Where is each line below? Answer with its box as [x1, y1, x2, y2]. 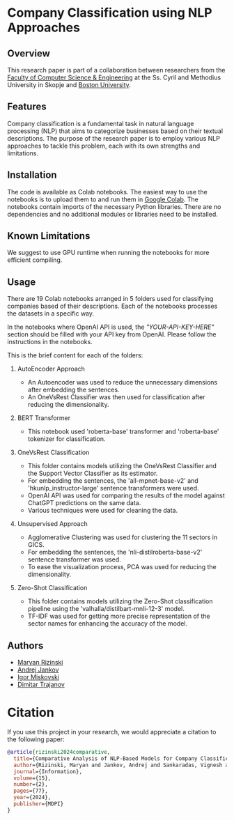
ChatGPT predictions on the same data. [27, 499, 141, 507]
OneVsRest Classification [17, 448, 90, 457]
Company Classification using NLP [7, 5, 212, 21]
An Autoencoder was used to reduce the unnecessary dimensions [27, 378, 218, 387]
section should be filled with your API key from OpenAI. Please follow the [7, 330, 217, 339]
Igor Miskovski [17, 673, 59, 681]
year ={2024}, [13, 794, 52, 801]
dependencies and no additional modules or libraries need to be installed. [7, 210, 218, 218]
